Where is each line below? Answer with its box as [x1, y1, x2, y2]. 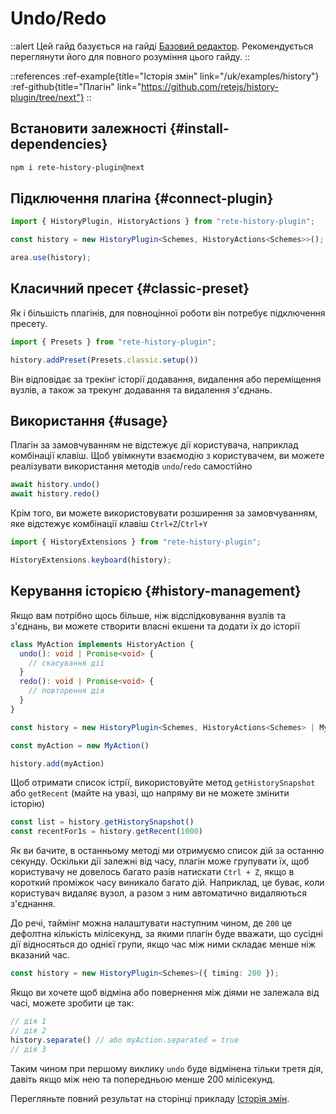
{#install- [169, 120, 230, 137]
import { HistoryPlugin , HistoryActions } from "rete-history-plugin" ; [10, 217, 315, 227]
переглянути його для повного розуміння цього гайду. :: [10, 50, 250, 62]
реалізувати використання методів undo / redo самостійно [10, 460, 253, 472]
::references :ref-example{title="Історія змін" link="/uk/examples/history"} [10, 70, 320, 82]
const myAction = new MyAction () [10, 740, 150, 751]
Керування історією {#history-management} [10, 583, 302, 600]
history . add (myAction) [10, 758, 105, 769]
